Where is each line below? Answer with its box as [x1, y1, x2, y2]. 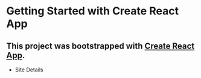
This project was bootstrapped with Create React [6, 41, 195, 51]
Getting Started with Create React [6, 4, 179, 18]
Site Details [14, 66, 43, 73]
